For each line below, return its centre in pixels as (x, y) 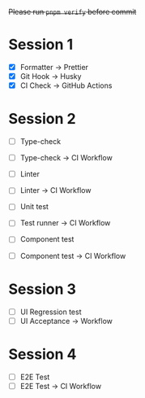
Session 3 (43, 289)
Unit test (34, 207)
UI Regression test (51, 312)
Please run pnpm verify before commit (72, 12)
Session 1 (41, 45)
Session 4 (43, 354)
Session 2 (42, 119)
